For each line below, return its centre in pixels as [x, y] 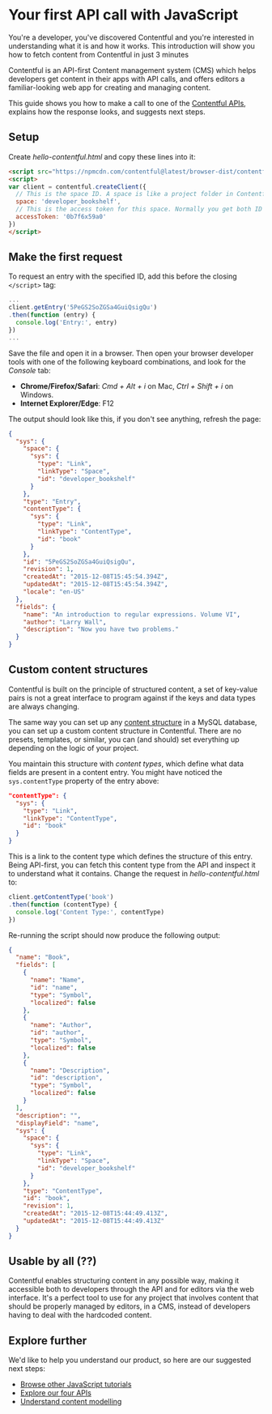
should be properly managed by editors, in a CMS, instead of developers [130, 1306]
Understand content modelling [71, 1402]
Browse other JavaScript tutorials [76, 1384]
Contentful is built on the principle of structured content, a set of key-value [133, 689]
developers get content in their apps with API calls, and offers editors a [127, 79]
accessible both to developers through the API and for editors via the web [132, 1289]
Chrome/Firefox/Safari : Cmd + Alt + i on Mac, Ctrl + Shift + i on [127, 385]
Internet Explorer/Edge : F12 [67, 403]
